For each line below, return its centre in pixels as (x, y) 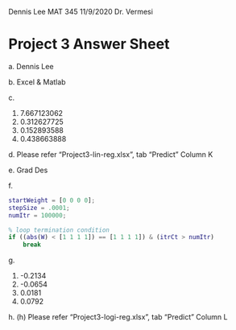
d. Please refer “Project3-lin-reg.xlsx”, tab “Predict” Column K (111, 154)
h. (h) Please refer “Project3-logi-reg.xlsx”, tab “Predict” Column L (118, 317)
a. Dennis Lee (31, 66)
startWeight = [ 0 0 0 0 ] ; (52, 200)
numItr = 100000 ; (37, 215)
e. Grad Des (28, 170)
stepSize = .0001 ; (39, 208)
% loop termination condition (59, 230)
